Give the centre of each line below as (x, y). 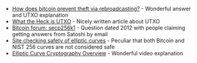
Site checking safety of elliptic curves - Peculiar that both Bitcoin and (98, 40)
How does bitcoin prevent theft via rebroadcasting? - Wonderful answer (102, 9)
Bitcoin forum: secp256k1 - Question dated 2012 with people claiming (98, 28)
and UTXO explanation (40, 15)
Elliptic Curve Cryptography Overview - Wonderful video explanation (97, 53)
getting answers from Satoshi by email (60, 34)
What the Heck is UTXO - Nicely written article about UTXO (86, 21)
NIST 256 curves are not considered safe (63, 47)
